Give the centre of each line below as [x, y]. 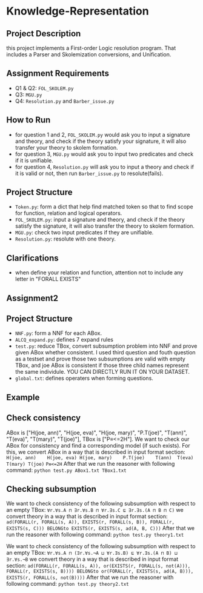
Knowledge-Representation [78, 11]
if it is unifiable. [34, 160]
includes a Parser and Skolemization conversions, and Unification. [89, 55]
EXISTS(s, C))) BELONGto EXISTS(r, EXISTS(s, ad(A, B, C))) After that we [101, 528]
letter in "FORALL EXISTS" [48, 279]
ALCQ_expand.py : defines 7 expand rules [64, 340]
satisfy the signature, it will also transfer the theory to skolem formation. [105, 226]
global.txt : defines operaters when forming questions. [84, 378]
